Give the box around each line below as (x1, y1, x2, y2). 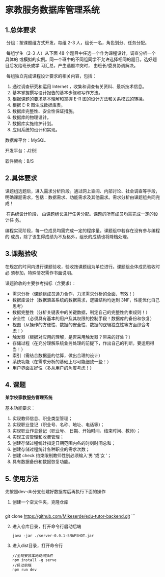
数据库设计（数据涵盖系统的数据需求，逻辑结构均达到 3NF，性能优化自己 (12, 297, 160, 303)
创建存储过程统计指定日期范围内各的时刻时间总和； (12, 440, 116, 446)
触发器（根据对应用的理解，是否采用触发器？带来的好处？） (12, 334, 133, 340)
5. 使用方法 (5, 474, 38, 483)
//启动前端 (12, 563, 32, 568)
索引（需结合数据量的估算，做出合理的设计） (12, 352, 103, 358)
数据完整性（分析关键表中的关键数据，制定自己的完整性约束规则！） (12, 309, 150, 315)
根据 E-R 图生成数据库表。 (12, 102, 65, 108)
